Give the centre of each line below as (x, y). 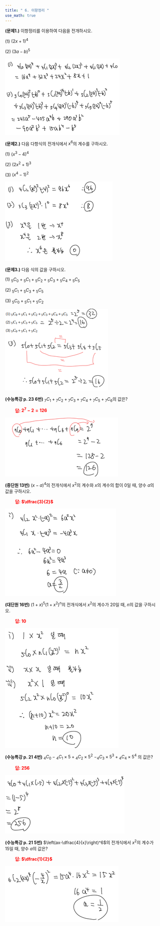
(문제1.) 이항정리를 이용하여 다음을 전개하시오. (49, 31)
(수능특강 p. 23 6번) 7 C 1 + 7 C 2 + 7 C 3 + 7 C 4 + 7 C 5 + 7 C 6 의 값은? (66, 399)
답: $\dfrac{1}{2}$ (34, 859)
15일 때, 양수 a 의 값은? (26, 848)
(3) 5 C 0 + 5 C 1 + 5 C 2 (24, 301)
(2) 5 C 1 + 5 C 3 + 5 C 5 (24, 291)
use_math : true (20, 15)
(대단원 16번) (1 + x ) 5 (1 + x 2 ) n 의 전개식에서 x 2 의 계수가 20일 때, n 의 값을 (74, 604)
